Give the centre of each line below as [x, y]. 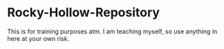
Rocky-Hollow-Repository [84, 13]
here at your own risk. [38, 38]
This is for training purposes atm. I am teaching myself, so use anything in [112, 31]
